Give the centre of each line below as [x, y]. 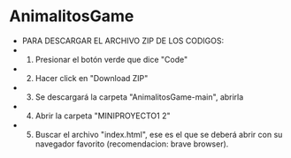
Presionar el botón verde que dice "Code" [111, 59]
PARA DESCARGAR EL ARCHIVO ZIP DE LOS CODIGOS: [123, 41]
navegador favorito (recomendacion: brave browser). [132, 144]
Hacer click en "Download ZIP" [92, 78]
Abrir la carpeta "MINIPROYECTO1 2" [103, 116]
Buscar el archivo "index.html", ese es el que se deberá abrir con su [159, 134]
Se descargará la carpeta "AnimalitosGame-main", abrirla [139, 97]
